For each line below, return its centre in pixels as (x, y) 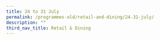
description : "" (26, 22)
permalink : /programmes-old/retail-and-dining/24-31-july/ (80, 17)
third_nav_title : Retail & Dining (49, 28)
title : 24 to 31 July (33, 11)
